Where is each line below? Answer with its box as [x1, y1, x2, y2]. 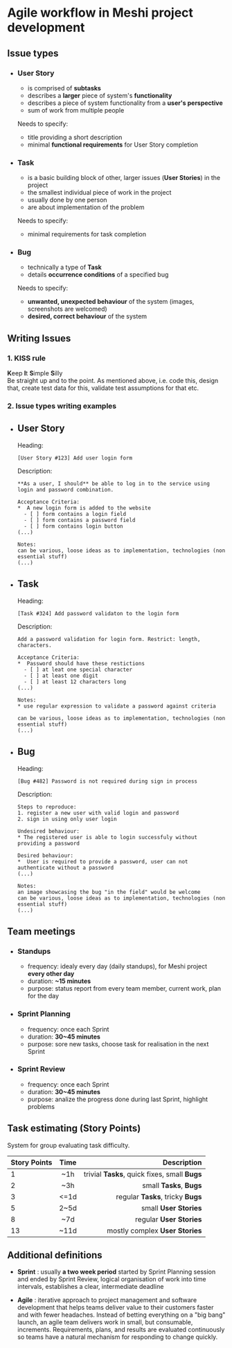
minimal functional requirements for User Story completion [27, 140, 199, 149]
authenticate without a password [17, 864, 114, 871]
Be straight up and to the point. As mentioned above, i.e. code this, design [7, 377, 219, 385]
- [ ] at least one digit [24, 672, 98, 679]
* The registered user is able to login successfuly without [17, 834, 198, 841]
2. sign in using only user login [17, 815, 117, 822]
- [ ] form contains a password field [24, 517, 136, 523]
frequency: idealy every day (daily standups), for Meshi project [27, 962, 208, 971]
